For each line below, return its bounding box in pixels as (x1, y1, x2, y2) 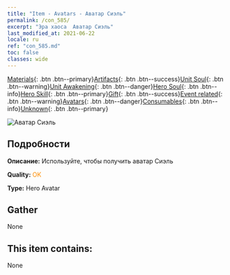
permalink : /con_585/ (7, 17, 70, 24)
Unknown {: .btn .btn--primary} (20, 104, 109, 112)
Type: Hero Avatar (7, 184, 61, 192)
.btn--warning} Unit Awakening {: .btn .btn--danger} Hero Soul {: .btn (7, 82, 199, 91)
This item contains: (7, 242, 93, 255)
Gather (7, 204, 38, 216)
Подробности (7, 138, 70, 150)
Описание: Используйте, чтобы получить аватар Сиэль (7, 156, 174, 165)
